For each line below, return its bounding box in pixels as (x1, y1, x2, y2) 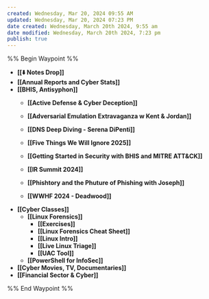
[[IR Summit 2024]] (27, 166, 84, 174)
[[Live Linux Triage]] (37, 242, 97, 250)
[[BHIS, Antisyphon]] (16, 85, 78, 93)
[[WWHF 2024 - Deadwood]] (27, 192, 112, 200)
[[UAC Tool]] (37, 249, 74, 258)
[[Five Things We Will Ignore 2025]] (27, 139, 132, 147)
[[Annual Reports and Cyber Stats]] (16, 78, 121, 87)
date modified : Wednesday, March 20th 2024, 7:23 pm (7, 29, 161, 36)
